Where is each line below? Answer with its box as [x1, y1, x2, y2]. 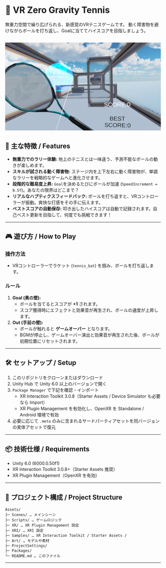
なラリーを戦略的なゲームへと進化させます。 [12, 174, 103, 180]
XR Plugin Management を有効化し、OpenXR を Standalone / [19, 406, 144, 412]
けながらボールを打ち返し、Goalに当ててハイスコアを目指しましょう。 [5, 27, 148, 34]
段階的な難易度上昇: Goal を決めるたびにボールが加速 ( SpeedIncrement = [12, 181, 158, 187]
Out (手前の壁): [12, 319, 43, 325]
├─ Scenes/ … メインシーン [5, 513, 56, 517]
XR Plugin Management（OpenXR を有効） [12, 472, 100, 478]
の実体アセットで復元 [12, 424, 56, 430]
